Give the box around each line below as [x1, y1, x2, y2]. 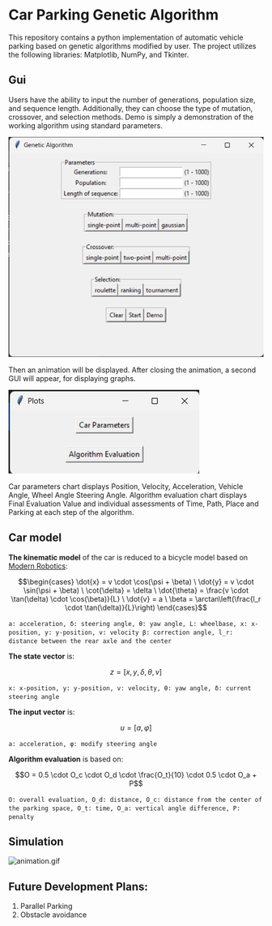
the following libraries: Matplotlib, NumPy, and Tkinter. [8, 49, 189, 59]
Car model [8, 531, 62, 545]
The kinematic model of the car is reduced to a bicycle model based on [8, 552, 249, 562]
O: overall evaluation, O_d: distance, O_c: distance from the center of [8, 795, 263, 804]
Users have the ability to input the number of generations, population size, [8, 95, 256, 105]
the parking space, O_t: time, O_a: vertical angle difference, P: [8, 804, 241, 812]
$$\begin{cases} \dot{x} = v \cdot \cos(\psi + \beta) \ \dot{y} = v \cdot [18, 577, 254, 586]
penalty [8, 812, 35, 821]
